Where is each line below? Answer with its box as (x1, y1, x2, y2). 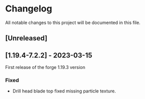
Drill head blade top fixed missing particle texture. (12, 88, 116, 94)
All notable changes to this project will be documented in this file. (5, 19, 141, 25)
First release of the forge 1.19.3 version (5, 64, 86, 70)
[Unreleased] (5, 34, 48, 42)
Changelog (5, 3, 52, 14)
